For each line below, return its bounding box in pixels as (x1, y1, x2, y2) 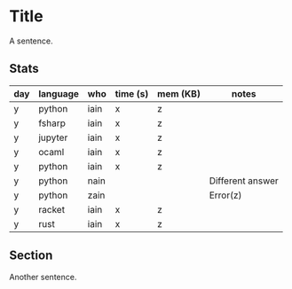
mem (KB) (156, 87, 201, 99)
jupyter (38, 131, 68, 144)
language (38, 87, 80, 99)
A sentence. (9, 35, 53, 46)
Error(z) (209, 189, 242, 201)
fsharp (38, 117, 67, 129)
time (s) (114, 87, 149, 99)
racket (38, 203, 65, 215)
